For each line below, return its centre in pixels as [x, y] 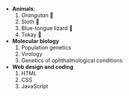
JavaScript [35, 86]
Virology [32, 54]
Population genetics [46, 47]
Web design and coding [43, 67]
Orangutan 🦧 [37, 15]
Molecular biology [36, 41]
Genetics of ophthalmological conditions [72, 60]
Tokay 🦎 [31, 35]
